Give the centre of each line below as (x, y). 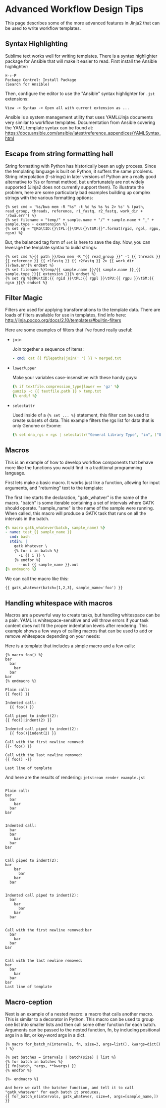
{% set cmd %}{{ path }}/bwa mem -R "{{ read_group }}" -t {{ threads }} (83, 256)
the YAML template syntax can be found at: (49, 127)
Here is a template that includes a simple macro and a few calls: (70, 646)
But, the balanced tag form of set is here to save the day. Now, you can (78, 242)
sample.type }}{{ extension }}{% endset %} (51, 274)
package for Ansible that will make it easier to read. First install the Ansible (81, 61)
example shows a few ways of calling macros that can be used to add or (79, 631)
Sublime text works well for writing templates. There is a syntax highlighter (81, 56)
